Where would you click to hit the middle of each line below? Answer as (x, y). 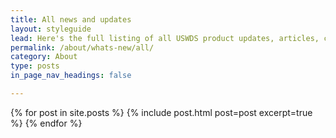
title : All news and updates (71, 19)
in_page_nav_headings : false (71, 76)
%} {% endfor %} (46, 123)
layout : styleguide (51, 29)
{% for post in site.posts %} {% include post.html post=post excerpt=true (161, 112)
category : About (44, 57)
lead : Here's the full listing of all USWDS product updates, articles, (165, 38)
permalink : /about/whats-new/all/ (82, 47)
